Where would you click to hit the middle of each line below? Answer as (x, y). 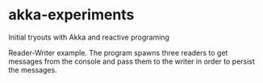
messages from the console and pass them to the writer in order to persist (132, 61)
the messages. (33, 69)
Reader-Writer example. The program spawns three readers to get (118, 52)
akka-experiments (71, 15)
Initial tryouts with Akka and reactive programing (89, 37)
